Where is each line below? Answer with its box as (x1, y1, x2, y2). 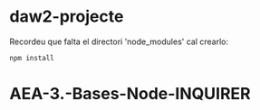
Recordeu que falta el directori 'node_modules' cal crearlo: (9, 36, 229, 47)
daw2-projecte (9, 6, 124, 27)
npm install (9, 53, 54, 62)
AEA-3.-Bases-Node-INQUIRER (9, 84, 251, 105)
